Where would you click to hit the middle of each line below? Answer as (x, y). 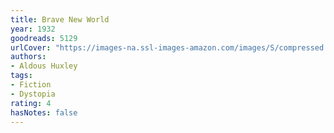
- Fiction (31, 85)
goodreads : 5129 (44, 38)
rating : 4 (31, 103)
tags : (21, 76)
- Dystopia (33, 94)
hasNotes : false (44, 112)
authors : (28, 57)
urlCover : (31, 47)
